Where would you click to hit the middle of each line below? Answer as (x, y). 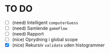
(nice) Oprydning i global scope (45, 39)
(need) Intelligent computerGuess (45, 22)
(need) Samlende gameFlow (40, 28)
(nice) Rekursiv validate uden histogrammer (58, 45)
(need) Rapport (28, 34)
